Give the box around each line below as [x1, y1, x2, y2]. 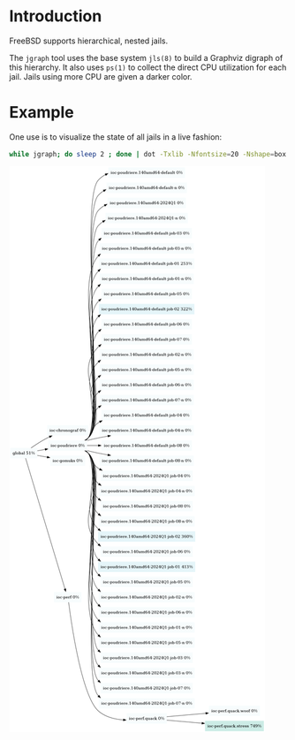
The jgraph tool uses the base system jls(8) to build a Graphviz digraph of [9, 52, 284, 63]
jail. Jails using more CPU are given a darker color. [9, 71, 193, 81]
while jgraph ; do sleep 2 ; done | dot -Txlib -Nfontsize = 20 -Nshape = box [9, 149, 287, 158]
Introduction [9, 6, 102, 27]
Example [9, 103, 74, 123]
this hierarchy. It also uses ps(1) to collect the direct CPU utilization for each [9, 62, 287, 72]
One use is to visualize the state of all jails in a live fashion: [9, 131, 223, 142]
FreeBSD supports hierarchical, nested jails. [9, 35, 169, 46]
